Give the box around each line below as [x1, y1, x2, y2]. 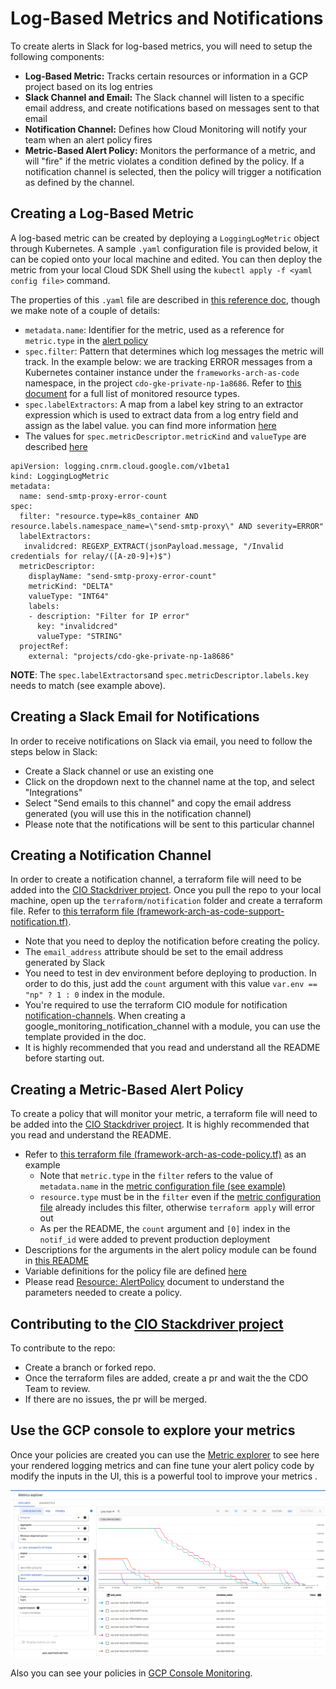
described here [24, 440, 88, 452]
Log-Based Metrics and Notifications [10, 7, 324, 30]
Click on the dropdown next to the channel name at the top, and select [24, 775, 315, 787]
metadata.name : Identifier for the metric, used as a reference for [24, 323, 285, 336]
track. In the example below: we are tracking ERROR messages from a [24, 355, 313, 367]
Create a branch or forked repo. [24, 1362, 157, 1373]
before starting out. [24, 1052, 105, 1064]
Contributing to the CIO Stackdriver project [10, 1315, 284, 1332]
